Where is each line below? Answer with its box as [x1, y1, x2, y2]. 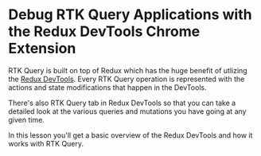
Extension [8, 40, 76, 57]
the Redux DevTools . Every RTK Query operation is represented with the [8, 74, 245, 84]
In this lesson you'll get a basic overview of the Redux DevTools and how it [8, 130, 253, 140]
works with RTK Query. [8, 138, 84, 148]
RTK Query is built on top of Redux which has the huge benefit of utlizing [8, 65, 248, 75]
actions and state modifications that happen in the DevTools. [8, 82, 207, 92]
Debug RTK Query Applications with [8, 6, 252, 24]
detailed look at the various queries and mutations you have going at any [8, 106, 247, 116]
